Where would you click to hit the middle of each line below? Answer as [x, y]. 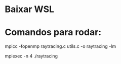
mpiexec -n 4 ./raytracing [31, 56]
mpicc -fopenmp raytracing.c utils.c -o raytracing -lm [61, 46]
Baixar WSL [29, 9]
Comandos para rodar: [53, 33]
